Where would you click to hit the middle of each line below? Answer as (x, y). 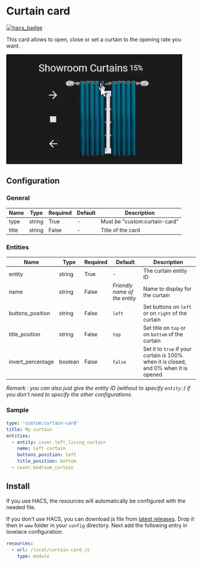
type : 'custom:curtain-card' (43, 423)
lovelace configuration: (35, 531)
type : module (33, 556)
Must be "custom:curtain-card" (140, 221)
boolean (69, 362)
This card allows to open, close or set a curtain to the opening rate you (94, 39)
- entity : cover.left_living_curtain (59, 442)
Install (18, 486)
